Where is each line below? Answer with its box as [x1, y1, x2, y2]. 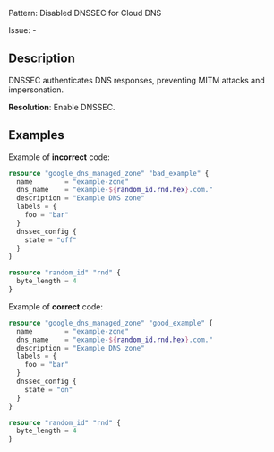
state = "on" [24, 385, 73, 394]
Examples [8, 127, 64, 143]
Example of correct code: [8, 300, 104, 312]
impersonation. [8, 84, 64, 95]
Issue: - [8, 25, 37, 35]
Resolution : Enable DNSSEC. [8, 101, 116, 112]
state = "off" [24, 235, 77, 245]
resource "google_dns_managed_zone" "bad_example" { [8, 169, 210, 178]
